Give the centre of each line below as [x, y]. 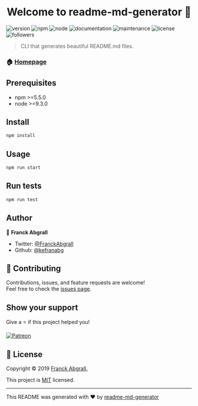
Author [19, 218]
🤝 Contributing [34, 268]
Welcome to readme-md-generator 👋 [99, 12]
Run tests [24, 186]
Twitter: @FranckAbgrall [44, 244]
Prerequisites [31, 83]
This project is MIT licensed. [40, 379]
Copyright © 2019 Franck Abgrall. [47, 368]
